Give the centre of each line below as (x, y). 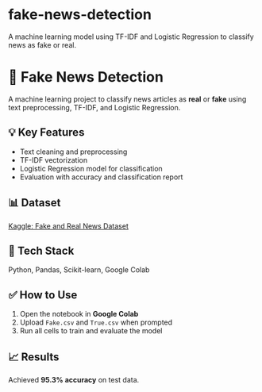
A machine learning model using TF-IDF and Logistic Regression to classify (131, 37)
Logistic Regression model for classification (91, 168)
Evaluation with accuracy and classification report (101, 177)
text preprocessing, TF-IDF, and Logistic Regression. (94, 107)
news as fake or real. (42, 44)
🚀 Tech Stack (41, 250)
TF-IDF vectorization (54, 159)
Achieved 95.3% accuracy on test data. (74, 379)
